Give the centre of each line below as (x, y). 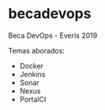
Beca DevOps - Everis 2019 (53, 35)
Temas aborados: (36, 50)
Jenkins (32, 74)
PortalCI (33, 99)
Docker (32, 66)
